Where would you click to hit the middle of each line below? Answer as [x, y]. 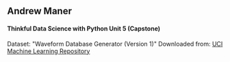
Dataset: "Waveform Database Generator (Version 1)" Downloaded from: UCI [115, 44]
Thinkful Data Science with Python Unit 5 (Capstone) [84, 28]
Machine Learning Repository [49, 51]
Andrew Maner [39, 11]
